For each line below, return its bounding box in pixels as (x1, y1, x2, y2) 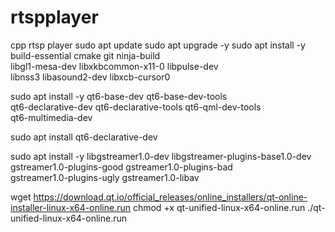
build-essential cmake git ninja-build (10, 49, 161, 61)
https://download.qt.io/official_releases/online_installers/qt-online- (33, 191, 308, 203)
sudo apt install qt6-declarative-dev (10, 131, 158, 143)
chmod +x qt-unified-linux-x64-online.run (132, 201, 306, 213)
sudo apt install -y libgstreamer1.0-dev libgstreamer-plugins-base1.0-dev (10, 150, 312, 162)
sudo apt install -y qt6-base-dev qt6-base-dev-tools (10, 90, 228, 102)
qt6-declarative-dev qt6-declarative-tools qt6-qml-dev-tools (10, 101, 262, 113)
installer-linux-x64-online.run (10, 201, 131, 213)
